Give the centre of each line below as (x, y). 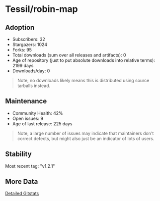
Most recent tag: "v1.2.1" (30, 166)
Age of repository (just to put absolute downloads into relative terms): (83, 60)
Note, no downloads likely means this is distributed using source (83, 80)
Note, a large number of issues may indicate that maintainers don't (85, 133)
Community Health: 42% (38, 113)
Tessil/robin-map (41, 9)
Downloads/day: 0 (31, 71)
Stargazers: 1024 (30, 45)
